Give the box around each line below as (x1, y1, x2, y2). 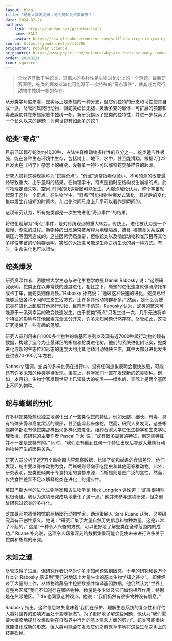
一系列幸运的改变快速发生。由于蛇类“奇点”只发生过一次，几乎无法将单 (18, 309, 166, 315)
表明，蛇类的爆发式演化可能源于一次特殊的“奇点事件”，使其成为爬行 (22, 81, 166, 87)
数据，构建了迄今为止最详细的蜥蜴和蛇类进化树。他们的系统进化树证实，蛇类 (5, 339, 167, 345)
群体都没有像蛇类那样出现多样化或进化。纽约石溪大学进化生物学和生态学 (9, 426, 162, 432)
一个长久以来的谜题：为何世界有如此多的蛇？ (5, 118, 100, 124)
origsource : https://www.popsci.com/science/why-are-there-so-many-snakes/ (5, 50, 170, 56)
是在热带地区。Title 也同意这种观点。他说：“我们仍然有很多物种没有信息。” (5, 593, 161, 599)
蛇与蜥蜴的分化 (5, 399, 53, 408)
